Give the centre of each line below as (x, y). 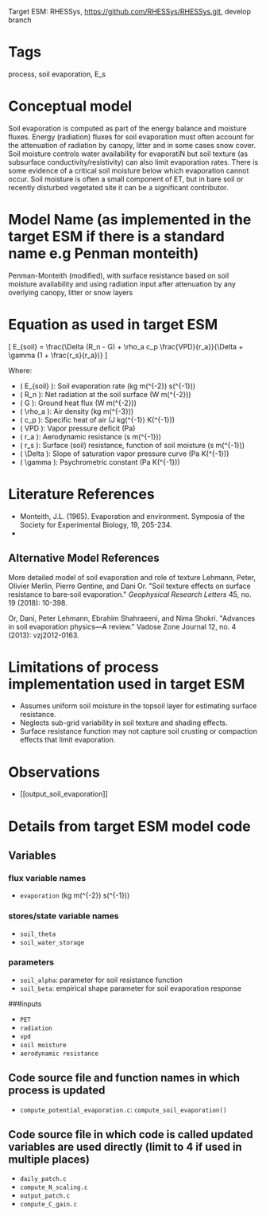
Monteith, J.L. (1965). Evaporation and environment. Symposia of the (132, 516)
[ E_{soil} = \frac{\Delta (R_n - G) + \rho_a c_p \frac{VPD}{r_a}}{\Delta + (126, 346)
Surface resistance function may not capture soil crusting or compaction (139, 731)
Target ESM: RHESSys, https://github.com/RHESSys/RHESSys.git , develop (130, 12)
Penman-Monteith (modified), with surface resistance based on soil (119, 275)
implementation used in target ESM (127, 684)
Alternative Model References (84, 558)
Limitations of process (83, 667)
